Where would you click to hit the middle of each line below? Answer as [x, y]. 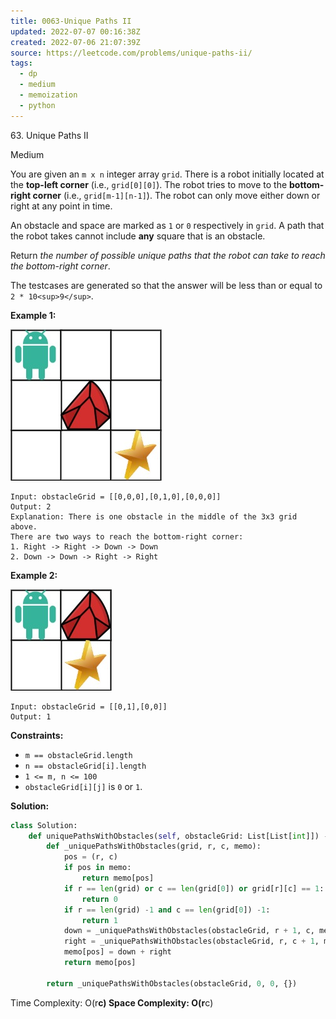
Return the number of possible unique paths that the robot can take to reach [168, 255]
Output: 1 [31, 716]
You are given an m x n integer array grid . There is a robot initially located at [167, 174]
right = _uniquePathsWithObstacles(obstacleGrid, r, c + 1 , [191, 941]
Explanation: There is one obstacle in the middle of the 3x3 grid [154, 516]
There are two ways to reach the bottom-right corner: [127, 536]
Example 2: [34, 575]
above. [24, 526]
